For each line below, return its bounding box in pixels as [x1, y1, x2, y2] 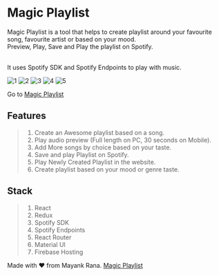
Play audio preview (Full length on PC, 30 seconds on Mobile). [34, 136, 212, 144]
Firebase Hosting [34, 248, 84, 256]
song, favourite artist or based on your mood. [7, 35, 137, 43]
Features [7, 110, 46, 122]
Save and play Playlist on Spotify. [34, 150, 129, 158]
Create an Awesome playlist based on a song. [34, 128, 164, 136]
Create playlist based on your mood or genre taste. [34, 165, 180, 174]
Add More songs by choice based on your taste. [34, 143, 171, 151]
